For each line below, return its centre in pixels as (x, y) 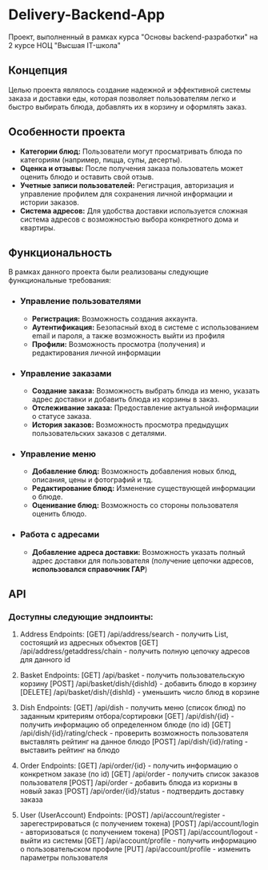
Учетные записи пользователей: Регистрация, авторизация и (127, 185)
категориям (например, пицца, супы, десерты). (101, 160)
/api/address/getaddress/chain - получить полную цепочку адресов (135, 651)
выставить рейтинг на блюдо (70, 750)
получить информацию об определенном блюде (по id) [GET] (125, 724)
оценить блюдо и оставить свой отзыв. (87, 177)
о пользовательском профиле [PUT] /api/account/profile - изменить (135, 849)
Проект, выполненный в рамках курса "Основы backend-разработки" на (133, 37)
